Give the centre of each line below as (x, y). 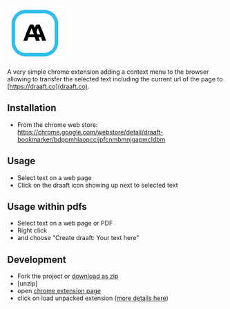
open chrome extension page (59, 291)
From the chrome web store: (57, 124)
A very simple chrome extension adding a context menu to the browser (108, 72)
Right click (32, 230)
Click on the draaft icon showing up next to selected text (97, 185)
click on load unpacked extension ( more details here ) (93, 298)
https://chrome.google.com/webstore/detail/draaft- (90, 132)
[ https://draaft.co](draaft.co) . (48, 86)
